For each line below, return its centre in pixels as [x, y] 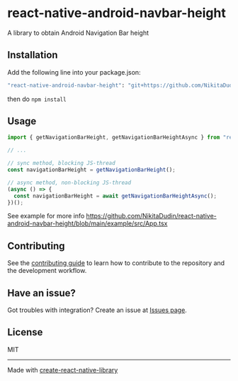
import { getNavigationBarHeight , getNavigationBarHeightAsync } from [114, 138]
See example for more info [46, 216]
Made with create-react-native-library [63, 370]
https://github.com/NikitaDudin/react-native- [152, 216]
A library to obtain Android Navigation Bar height [78, 33]
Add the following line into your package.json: [74, 72]
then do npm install [37, 99]
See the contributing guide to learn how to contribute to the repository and [116, 263]
